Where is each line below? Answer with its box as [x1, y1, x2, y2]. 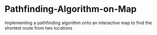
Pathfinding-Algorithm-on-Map [4, 3, 137, 15]
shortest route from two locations [4, 25, 73, 31]
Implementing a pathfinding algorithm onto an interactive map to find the [4, 20, 152, 26]
